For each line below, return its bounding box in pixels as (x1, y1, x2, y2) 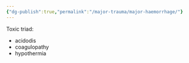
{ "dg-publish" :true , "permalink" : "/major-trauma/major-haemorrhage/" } (6, 8, 184, 15)
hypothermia (14, 49, 47, 57)
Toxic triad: (6, 25, 34, 32)
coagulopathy (14, 43, 49, 50)
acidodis (14, 37, 36, 44)
